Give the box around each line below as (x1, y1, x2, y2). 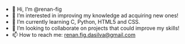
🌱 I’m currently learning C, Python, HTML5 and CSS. (11, 18, 140, 25)
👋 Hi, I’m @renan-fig (11, 6, 62, 12)
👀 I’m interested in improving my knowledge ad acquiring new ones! (11, 12, 179, 19)
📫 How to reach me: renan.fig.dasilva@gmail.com (11, 32, 136, 38)
